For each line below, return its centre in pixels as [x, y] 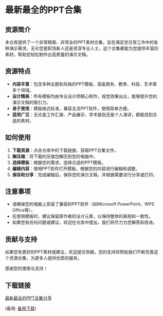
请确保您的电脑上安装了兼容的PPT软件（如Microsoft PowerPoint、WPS [83, 204]
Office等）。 [24, 210]
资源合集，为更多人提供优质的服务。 [45, 258]
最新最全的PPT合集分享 [28, 298]
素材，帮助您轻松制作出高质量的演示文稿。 [48, 54]
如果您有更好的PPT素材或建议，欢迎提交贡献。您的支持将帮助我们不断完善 [80, 252]
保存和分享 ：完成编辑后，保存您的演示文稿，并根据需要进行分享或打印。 [84, 174]
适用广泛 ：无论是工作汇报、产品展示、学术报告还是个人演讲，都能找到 [82, 114]
